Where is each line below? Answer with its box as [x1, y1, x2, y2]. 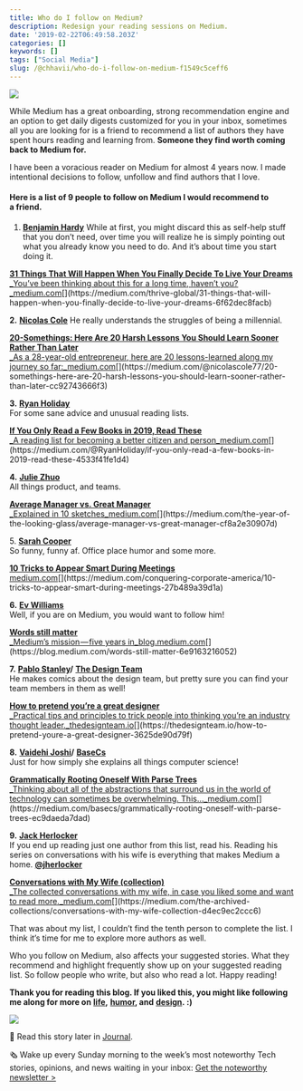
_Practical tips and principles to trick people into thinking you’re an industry [9, 710, 290, 721]
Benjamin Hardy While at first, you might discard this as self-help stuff [22, 222, 287, 233]
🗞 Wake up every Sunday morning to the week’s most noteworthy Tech [9, 1049, 277, 1060]
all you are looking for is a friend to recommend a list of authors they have [9, 124, 285, 136]
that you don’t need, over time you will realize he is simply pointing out [22, 232, 286, 243]
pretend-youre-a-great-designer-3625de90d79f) [9, 729, 193, 740]
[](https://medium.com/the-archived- [111, 896, 251, 907]
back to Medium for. [9, 144, 87, 155]
